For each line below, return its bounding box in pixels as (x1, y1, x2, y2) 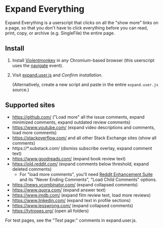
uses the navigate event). (12, 62, 64, 68)
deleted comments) (12, 166, 52, 172)
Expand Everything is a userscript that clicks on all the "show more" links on (5, 20, 159, 25)
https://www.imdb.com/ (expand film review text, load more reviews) (12, 192, 151, 198)
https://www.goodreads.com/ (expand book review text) (12, 155, 126, 161)
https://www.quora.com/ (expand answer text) (12, 187, 106, 193)
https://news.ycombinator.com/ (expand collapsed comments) (12, 181, 138, 187)
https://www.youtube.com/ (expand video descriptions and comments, (12, 124, 155, 130)
